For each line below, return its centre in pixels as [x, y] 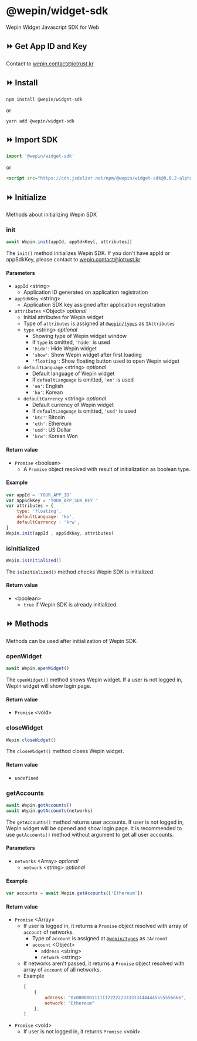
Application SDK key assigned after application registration [94, 305]
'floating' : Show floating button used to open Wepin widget [106, 361]
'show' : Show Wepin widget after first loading [87, 355]
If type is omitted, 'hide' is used [71, 342]
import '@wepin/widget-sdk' [40, 156]
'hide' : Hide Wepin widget [64, 349]
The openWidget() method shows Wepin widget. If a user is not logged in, [94, 680]
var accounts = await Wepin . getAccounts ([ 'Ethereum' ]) [74, 893]
